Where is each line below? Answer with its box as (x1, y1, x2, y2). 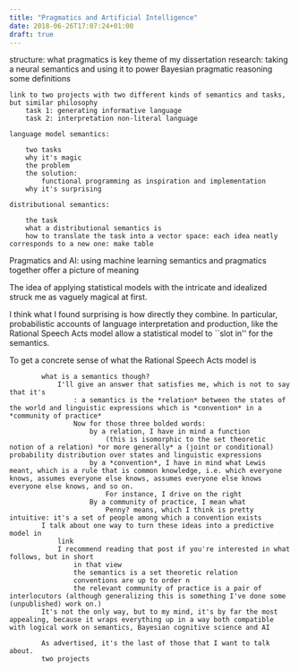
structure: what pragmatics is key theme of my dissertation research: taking (9, 55, 288, 65)
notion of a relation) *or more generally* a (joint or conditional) (9, 443, 275, 452)
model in (9, 530, 42, 538)
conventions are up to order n (73, 576, 191, 585)
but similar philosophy (9, 99, 98, 108)
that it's (9, 388, 47, 397)
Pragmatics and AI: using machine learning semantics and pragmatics (9, 255, 267, 266)
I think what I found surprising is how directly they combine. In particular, (9, 309, 278, 320)
